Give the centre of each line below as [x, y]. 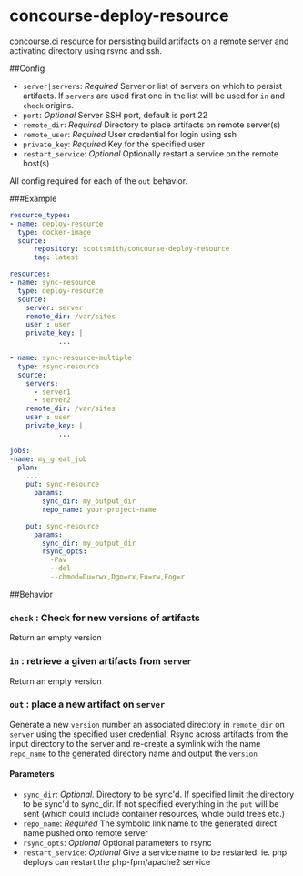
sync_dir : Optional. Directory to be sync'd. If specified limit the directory [158, 795]
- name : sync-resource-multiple [71, 358]
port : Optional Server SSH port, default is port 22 [115, 115]
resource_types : [40, 215]
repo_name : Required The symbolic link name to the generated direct [150, 823]
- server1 [52, 392]
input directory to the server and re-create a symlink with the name [135, 743]
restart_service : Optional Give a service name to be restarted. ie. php [155, 852]
